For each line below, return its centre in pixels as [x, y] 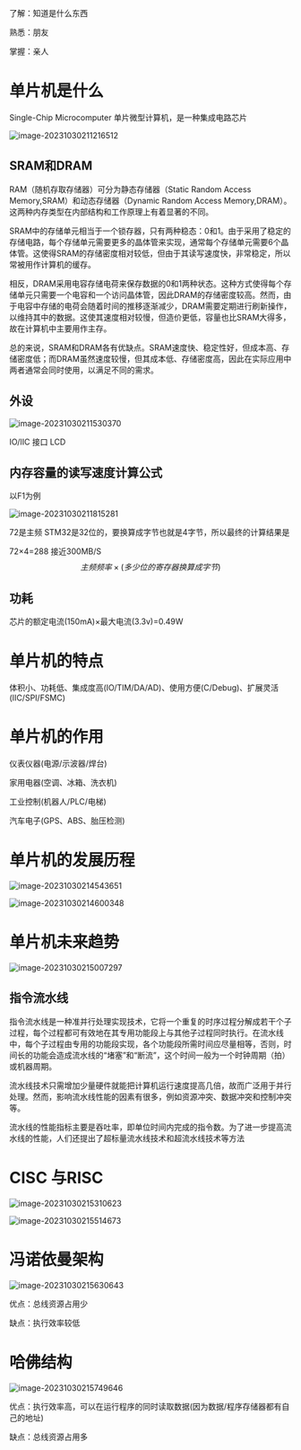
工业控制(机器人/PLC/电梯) [58, 802]
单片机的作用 [57, 737]
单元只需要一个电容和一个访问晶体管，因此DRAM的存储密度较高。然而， [150, 294]
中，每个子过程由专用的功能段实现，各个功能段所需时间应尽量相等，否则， [146, 1043]
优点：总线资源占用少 [48, 1304]
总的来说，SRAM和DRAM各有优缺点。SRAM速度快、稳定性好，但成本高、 [146, 347]
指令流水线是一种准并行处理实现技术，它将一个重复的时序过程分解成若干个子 [150, 1021]
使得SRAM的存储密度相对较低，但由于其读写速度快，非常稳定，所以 [165, 253]
